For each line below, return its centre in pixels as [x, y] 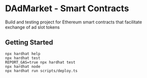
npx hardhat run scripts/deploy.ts [41, 71]
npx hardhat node [23, 66]
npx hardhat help [23, 54]
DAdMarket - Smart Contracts [67, 9]
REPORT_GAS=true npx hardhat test [40, 62]
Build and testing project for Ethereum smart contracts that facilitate [73, 22]
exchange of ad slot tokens [32, 27]
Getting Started [29, 43]
